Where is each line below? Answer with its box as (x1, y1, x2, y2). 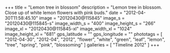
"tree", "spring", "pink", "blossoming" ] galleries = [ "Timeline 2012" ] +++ (5, 42, 160, 47)
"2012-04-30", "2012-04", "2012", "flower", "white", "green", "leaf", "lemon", (5, 36, 165, 42)
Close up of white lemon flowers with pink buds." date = (5, 10, 123, 16)
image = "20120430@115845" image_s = (39, 15, 125, 21)
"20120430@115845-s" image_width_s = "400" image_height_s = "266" (5, 20, 156, 26)
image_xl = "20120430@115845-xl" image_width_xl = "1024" (5, 26, 132, 32)
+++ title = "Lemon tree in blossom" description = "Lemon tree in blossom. (5, 5, 162, 10)
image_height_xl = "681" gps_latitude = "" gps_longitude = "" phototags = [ (5, 31, 163, 37)
